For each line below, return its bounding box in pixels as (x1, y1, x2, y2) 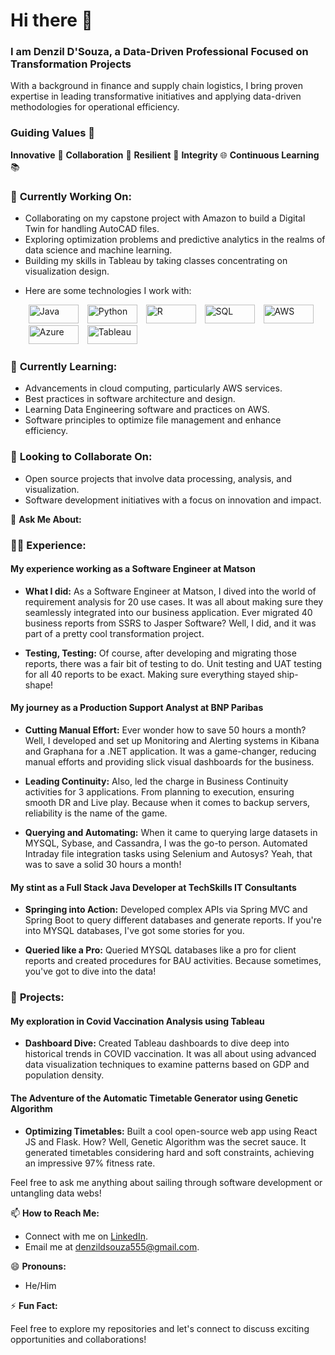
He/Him (24, 1279, 57, 1291)
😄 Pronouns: (10, 1260, 67, 1272)
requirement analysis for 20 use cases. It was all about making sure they (24, 595, 324, 608)
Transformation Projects (10, 57, 132, 71)
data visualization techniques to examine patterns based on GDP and (24, 1059, 310, 1071)
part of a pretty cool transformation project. (24, 627, 205, 639)
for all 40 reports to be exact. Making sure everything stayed (24, 668, 275, 680)
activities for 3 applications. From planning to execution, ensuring (24, 786, 295, 798)
